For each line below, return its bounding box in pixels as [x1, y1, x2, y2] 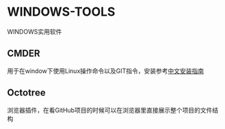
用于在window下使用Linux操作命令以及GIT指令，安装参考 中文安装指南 [7, 66, 204, 75]
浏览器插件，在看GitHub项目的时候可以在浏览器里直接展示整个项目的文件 [7, 106, 213, 114]
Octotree [7, 87, 46, 99]
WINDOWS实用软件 [7, 27, 62, 35]
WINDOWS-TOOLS [7, 4, 116, 20]
